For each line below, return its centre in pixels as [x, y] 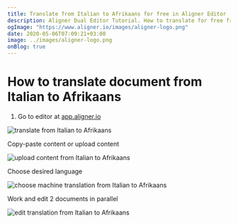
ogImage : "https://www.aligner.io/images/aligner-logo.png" [98, 27]
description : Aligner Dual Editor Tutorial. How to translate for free [115, 21]
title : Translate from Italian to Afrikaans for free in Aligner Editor [117, 14]
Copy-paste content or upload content [63, 144]
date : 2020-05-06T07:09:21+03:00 [57, 34]
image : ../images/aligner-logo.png [60, 40]
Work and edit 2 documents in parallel [63, 198]
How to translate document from [105, 82]
